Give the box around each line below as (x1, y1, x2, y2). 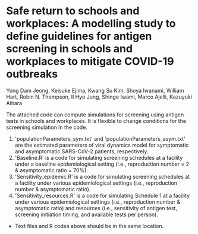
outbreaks (6, 67, 58, 81)
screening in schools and (6, 42, 133, 56)
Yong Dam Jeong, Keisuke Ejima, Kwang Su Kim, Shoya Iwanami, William (6, 87, 184, 94)
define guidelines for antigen (6, 30, 152, 43)
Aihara (6, 99, 23, 106)
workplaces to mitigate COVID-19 (6, 55, 174, 68)
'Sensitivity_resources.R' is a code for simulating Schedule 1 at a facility (14, 192, 190, 199)
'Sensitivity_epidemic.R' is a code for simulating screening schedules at (14, 173, 190, 180)
